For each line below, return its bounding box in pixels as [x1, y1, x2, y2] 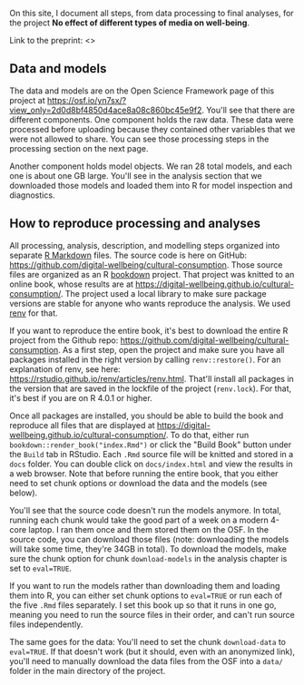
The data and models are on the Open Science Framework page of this [9, 85, 275, 96]
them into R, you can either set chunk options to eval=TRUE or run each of [9, 590, 283, 601]
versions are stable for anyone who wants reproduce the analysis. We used [9, 298, 291, 308]
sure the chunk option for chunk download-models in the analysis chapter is [9, 553, 288, 563]
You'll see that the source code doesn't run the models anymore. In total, [9, 504, 281, 515]
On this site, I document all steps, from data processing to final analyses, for [9, 8, 294, 18]
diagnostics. [9, 190, 55, 201]
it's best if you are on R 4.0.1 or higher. [9, 392, 152, 403]
